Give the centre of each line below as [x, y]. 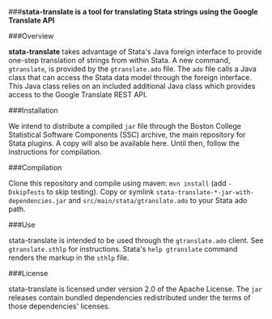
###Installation [33, 110]
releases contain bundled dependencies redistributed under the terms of [130, 298]
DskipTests [27, 193]
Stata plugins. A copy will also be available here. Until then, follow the [124, 143]
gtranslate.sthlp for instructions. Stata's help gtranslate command [123, 249]
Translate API [32, 20]
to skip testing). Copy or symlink [100, 192]
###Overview [31, 36]
